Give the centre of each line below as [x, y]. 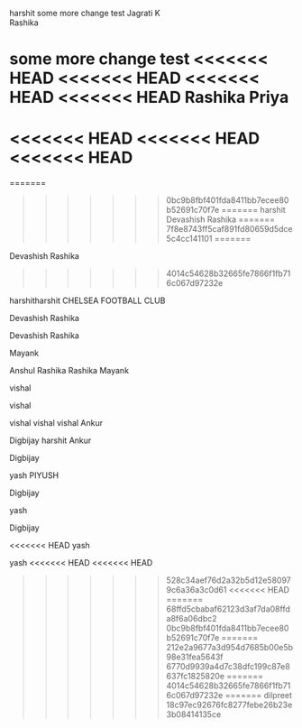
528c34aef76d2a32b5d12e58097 [229, 580]
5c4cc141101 [189, 239]
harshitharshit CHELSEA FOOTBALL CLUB [87, 300]
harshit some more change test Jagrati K [85, 13]
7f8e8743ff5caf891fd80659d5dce [229, 229]
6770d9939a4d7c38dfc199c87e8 [228, 667]
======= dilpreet [259, 696]
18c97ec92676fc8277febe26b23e [229, 705]
